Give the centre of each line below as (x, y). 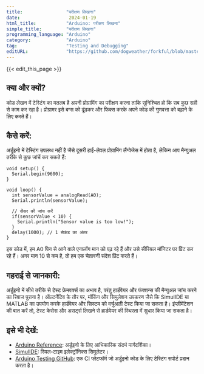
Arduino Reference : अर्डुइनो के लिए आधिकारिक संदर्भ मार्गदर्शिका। (83, 345)
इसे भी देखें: (22, 330)
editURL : (17, 52)
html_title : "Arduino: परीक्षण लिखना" (63, 23)
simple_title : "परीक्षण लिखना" (51, 29)
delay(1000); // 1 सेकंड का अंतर (50, 233)
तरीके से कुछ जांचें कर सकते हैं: (36, 157)
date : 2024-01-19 (51, 18)
